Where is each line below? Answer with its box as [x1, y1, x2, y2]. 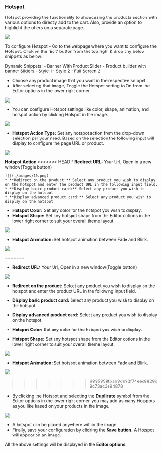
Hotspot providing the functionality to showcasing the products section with [5, 15, 157, 20]
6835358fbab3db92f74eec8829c [90, 378, 158, 384]
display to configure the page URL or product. [12, 140, 105, 146]
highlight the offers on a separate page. [5, 25, 84, 31]
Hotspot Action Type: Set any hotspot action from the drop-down [12, 130, 144, 136]
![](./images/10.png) [5, 174, 49, 178]
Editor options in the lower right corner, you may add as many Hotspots [12, 398, 155, 404]
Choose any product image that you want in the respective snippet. [12, 78, 147, 84]
